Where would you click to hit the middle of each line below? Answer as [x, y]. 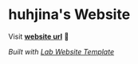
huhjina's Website [69, 15]
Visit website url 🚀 [39, 36]
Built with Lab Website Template [61, 51]
